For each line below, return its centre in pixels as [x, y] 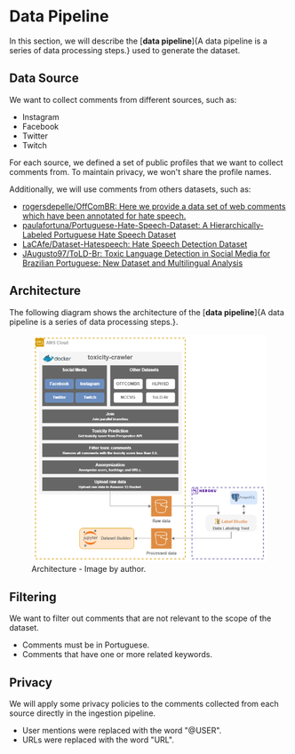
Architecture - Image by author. [89, 569]
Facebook [40, 126]
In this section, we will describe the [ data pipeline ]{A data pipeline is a [139, 41]
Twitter [35, 136]
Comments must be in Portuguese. [86, 645]
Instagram [40, 116]
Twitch [34, 145]
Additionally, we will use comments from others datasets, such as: [130, 189]
